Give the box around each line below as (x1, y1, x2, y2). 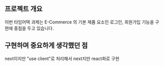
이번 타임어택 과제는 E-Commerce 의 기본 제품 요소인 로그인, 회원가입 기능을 (4, 19, 154, 25)
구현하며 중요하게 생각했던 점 (4, 41, 88, 50)
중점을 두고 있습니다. (13, 25, 54, 31)
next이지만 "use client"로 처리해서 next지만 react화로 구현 (4, 55, 120, 61)
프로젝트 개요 (4, 4, 43, 13)
